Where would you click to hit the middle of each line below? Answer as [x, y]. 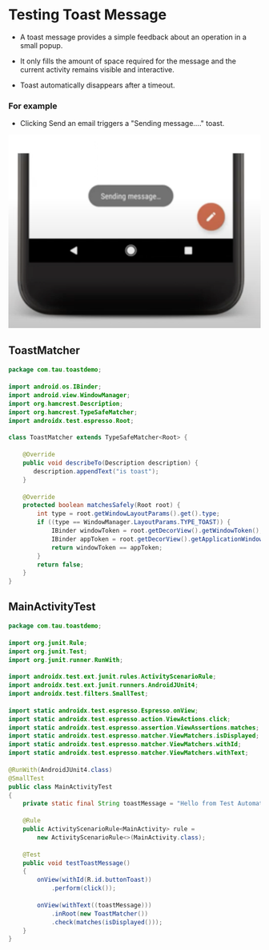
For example [33, 106]
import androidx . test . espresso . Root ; [71, 420]
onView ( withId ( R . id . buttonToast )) [94, 880]
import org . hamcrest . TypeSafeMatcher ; [73, 412]
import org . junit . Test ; [48, 652]
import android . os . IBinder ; [55, 387]
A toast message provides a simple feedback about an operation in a [133, 37]
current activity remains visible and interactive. [97, 69]
